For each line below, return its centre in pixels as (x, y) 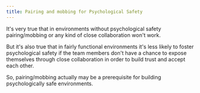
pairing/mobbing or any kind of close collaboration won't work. (84, 35)
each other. (20, 66)
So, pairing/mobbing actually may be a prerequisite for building (84, 77)
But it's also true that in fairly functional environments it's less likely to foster (100, 46)
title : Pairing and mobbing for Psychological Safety (75, 12)
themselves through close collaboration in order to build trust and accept (96, 59)
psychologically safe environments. (50, 83)
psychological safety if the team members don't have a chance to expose (96, 53)
